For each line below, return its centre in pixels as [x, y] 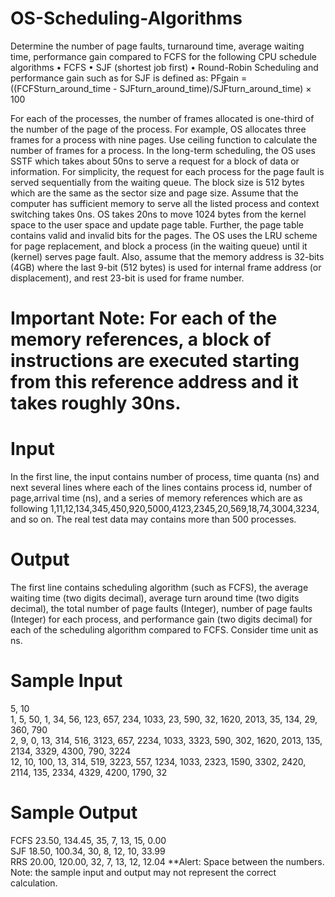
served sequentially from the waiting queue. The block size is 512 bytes [157, 182]
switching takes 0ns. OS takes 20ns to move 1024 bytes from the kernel [158, 214]
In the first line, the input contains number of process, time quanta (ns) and [165, 477]
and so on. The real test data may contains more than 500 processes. [153, 519]
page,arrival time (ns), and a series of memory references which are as [156, 498]
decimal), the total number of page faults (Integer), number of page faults [161, 608]
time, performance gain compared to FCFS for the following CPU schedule [163, 56]
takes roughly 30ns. [96, 403]
